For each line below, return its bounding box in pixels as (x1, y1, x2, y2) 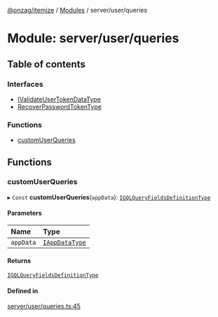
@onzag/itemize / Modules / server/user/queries (7, 6, 148, 14)
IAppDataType (43, 239, 86, 247)
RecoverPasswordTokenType (17, 102, 102, 111)
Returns (7, 256, 32, 265)
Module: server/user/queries (7, 31, 179, 46)
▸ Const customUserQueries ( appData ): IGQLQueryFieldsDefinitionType (7, 192, 211, 202)
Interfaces (7, 79, 43, 89)
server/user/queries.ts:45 (7, 302, 81, 311)
